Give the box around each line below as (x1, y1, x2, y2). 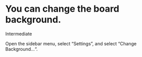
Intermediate (5, 31, 32, 37)
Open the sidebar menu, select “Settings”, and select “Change (5, 40, 137, 46)
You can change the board (5, 3, 119, 15)
